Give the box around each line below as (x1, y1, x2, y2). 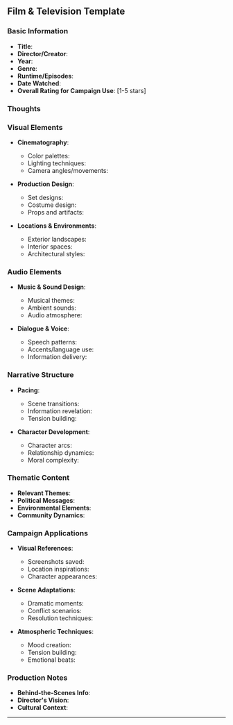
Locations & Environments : (17, 222, 97, 230)
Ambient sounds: (27, 303, 76, 312)
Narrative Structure (7, 370, 74, 380)
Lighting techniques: (27, 159, 87, 167)
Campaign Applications (7, 528, 89, 537)
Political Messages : (17, 496, 75, 504)
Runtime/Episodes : (17, 72, 74, 80)
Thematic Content (7, 473, 70, 483)
